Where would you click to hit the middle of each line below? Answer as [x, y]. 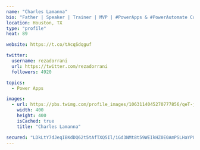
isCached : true [36, 121]
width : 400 [30, 110]
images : [16, 99]
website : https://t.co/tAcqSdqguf [49, 45]
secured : [17, 137]
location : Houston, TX [34, 23]
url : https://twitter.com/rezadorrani [60, 66]
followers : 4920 [32, 72]
